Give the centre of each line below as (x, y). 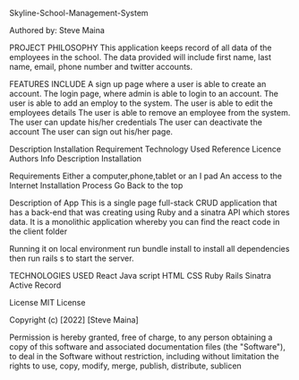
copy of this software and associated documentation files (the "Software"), (148, 347)
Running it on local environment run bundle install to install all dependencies (149, 249)
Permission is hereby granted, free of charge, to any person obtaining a (141, 337)
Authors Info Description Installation (75, 159)
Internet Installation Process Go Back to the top (96, 186)
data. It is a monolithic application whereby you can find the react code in (145, 222)
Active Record (35, 285)
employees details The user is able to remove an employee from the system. (150, 112)
